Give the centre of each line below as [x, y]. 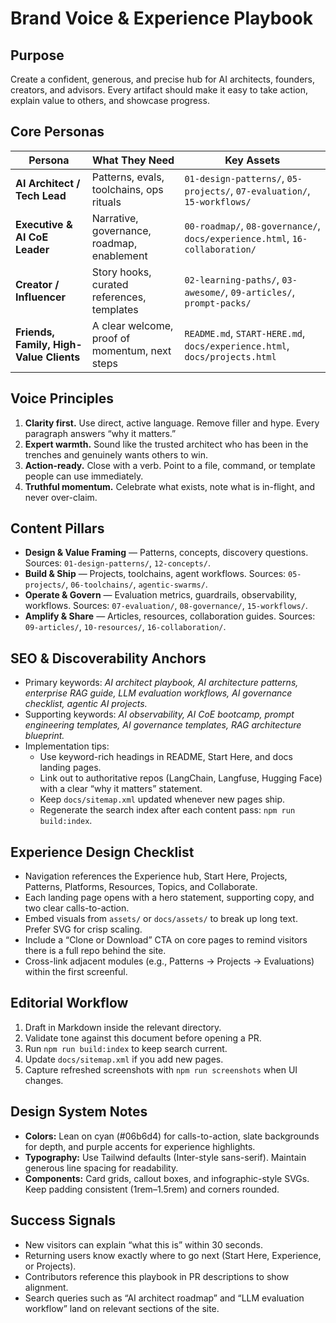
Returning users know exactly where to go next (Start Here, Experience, [173, 1255]
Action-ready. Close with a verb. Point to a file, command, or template [170, 465]
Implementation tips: [67, 746]
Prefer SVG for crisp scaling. [83, 929]
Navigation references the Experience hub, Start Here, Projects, [156, 876]
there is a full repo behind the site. [95, 951]
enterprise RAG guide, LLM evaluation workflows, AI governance [158, 693]
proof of [111, 338]
